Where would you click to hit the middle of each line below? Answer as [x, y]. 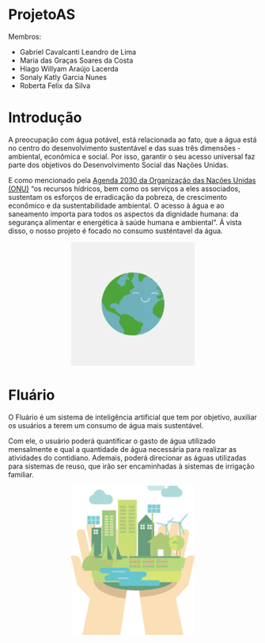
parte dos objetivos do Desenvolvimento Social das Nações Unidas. [119, 165]
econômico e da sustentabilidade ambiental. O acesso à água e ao [116, 205]
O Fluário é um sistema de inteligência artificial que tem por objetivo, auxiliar [132, 417]
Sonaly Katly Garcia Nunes [63, 77]
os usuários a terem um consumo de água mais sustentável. [106, 425]
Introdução [45, 118]
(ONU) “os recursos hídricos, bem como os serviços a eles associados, [124, 189]
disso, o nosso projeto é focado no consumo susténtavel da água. [115, 231]
